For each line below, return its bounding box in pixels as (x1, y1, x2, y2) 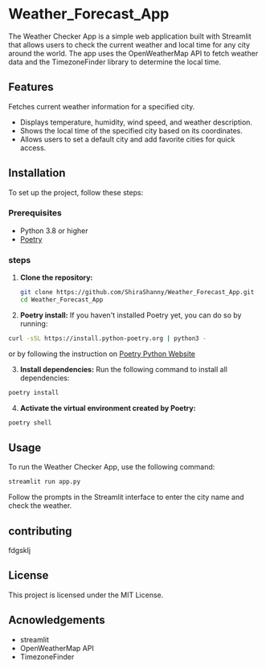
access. (19, 142, 47, 153)
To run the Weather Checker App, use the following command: (8, 462, 215, 472)
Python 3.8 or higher (19, 226, 88, 236)
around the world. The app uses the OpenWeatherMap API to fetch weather (8, 48, 259, 58)
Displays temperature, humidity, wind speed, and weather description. (19, 117, 253, 127)
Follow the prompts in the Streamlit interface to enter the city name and (8, 492, 244, 502)
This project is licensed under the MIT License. (8, 590, 164, 600)
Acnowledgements (8, 613, 106, 627)
